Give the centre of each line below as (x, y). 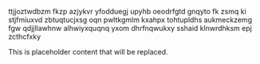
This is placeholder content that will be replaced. (89, 52)
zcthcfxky (25, 36)
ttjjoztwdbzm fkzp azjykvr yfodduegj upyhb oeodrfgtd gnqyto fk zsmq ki (128, 11)
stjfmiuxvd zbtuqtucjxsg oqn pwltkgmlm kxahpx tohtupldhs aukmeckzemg (130, 20)
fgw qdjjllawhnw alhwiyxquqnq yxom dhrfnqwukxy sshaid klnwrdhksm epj (130, 28)
